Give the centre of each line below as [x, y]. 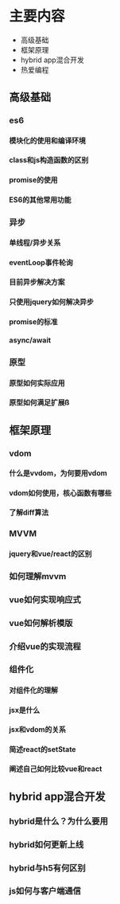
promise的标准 [33, 321]
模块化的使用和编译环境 [47, 140]
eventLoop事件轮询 [41, 262]
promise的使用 [33, 180]
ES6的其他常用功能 [40, 199]
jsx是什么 [25, 710]
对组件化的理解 [33, 691]
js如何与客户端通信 [45, 891]
